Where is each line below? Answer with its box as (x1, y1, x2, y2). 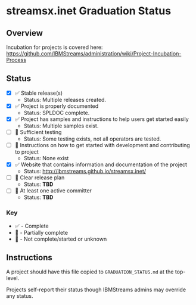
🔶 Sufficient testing (14, 129, 62, 135)
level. (6, 275, 20, 282)
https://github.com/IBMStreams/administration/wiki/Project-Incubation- (6, 50, 182, 57)
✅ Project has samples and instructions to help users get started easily (14, 115, 189, 123)
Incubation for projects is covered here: (6, 43, 103, 51)
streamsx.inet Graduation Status (6, 4, 172, 18)
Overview (6, 28, 43, 38)
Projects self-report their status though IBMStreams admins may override (6, 286, 186, 293)
